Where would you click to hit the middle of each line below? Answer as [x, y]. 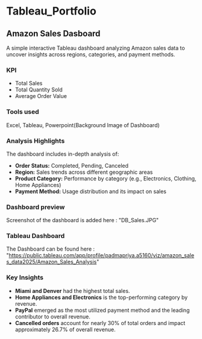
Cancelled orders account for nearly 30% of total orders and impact [100, 323]
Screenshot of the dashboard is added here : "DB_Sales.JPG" [83, 220]
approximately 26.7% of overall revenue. [65, 329]
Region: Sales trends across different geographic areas [84, 172]
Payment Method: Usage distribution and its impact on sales [91, 191]
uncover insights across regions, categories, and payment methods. [91, 54]
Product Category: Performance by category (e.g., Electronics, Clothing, [106, 178]
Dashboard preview [36, 207]
